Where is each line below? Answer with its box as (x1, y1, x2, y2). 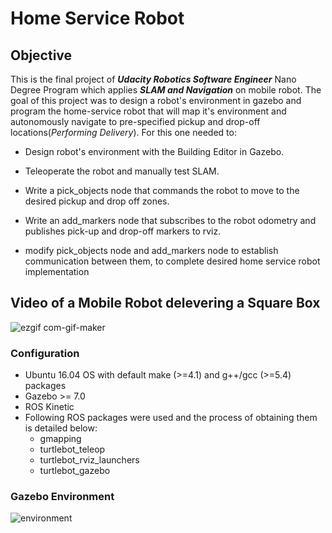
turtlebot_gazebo (39, 465, 111, 477)
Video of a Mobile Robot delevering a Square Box (10, 295, 321, 312)
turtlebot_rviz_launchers (39, 454, 140, 466)
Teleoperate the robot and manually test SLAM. (24, 165, 220, 177)
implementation (24, 266, 90, 277)
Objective (10, 47, 73, 64)
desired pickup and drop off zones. (24, 195, 170, 207)
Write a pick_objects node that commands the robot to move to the (24, 185, 300, 196)
